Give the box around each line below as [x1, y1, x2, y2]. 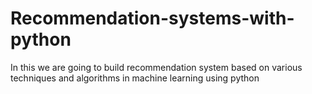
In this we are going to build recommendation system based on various [10, 61, 303, 73]
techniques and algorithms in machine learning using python [10, 72, 260, 84]
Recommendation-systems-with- [10, 7, 295, 30]
